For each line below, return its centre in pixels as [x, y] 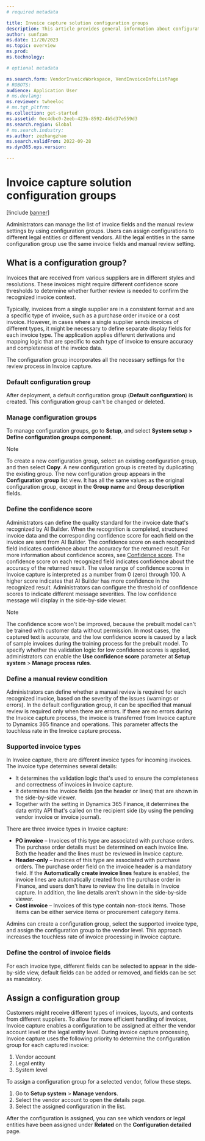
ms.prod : [17, 52]
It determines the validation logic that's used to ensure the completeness [107, 778]
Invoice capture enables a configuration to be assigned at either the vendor [101, 1026]
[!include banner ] [28, 212]
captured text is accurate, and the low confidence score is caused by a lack [102, 637]
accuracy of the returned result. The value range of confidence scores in [98, 567]
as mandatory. [24, 979]
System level [31, 1070]
